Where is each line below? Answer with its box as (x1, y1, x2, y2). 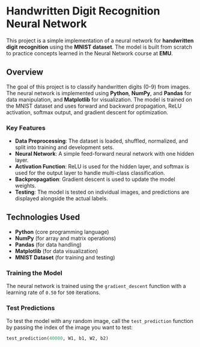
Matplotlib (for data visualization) (14, 247, 98, 254)
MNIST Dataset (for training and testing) (14, 254, 115, 261)
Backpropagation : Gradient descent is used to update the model (14, 176, 175, 183)
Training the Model (6, 269, 62, 277)
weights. (14, 182, 37, 189)
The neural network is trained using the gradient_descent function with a (6, 283, 186, 290)
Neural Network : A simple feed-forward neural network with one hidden (14, 150, 194, 158)
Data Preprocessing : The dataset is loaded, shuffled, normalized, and (14, 137, 188, 145)
